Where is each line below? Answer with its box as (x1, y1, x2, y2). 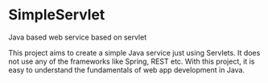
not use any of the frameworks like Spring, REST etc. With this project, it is (8, 56, 255, 66)
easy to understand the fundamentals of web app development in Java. (8, 64, 245, 74)
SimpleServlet (8, 6, 105, 24)
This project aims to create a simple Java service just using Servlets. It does (8, 48, 261, 57)
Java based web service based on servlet (8, 32, 147, 42)
